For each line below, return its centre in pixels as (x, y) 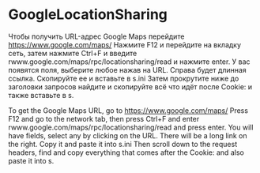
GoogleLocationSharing (88, 15)
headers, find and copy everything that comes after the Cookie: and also (126, 152)
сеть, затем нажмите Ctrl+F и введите (73, 53)
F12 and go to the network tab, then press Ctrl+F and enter (104, 118)
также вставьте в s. (41, 95)
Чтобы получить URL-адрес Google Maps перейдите (96, 36)
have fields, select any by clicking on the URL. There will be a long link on (128, 135)
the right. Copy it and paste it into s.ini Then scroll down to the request (123, 144)
